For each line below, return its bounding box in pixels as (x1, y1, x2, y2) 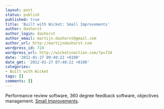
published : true (5, 17, 40, 22)
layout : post (5, 7, 33, 13)
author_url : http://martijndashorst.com (5, 41, 92, 46)
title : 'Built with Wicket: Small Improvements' (5, 21, 110, 27)
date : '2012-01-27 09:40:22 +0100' (5, 54, 81, 60)
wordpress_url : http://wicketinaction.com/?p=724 (5, 50, 113, 55)
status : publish (5, 12, 40, 17)
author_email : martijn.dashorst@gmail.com (5, 36, 96, 41)
